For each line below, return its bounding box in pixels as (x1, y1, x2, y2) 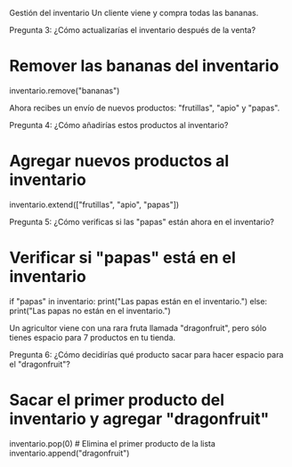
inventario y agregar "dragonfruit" (9, 409, 270, 429)
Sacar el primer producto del (9, 391, 225, 410)
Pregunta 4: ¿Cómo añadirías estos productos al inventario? (9, 119, 229, 130)
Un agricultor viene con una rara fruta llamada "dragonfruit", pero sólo (9, 322, 267, 333)
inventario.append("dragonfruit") (9, 447, 130, 458)
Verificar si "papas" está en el (9, 248, 236, 268)
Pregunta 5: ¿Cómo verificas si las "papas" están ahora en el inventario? (9, 216, 274, 227)
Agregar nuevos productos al (9, 151, 230, 172)
